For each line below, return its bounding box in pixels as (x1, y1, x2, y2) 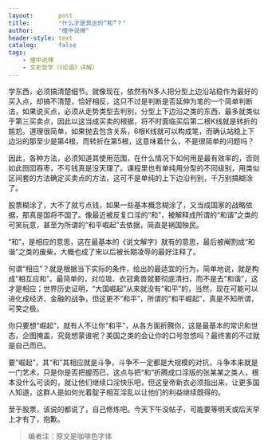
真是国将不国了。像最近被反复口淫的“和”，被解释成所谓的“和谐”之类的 (29, 210, 258, 219)
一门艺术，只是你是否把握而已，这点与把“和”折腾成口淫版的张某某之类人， (8, 367, 253, 377)
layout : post (8, 11, 73, 20)
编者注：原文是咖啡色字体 (27, 431, 112, 441)
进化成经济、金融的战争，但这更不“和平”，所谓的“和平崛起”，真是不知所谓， (8, 293, 258, 303)
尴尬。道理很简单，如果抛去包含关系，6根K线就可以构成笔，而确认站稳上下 (8, 126, 255, 136)
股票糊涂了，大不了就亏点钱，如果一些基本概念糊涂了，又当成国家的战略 (8, 200, 246, 210)
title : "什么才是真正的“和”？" (8, 19, 126, 27)
